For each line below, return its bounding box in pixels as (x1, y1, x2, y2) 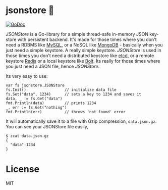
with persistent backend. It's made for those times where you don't (17, 36, 157, 42)
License (6, 164, 40, 175)
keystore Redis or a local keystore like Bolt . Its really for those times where (6, 58, 160, 64)
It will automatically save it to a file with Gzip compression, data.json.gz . (6, 118, 157, 124)
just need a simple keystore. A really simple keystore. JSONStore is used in (6, 47, 162, 53)
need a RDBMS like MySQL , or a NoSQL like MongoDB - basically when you (6, 41, 163, 47)
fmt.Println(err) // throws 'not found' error (6, 109, 126, 114)
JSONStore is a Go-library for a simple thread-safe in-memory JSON (6, 31, 148, 37)
